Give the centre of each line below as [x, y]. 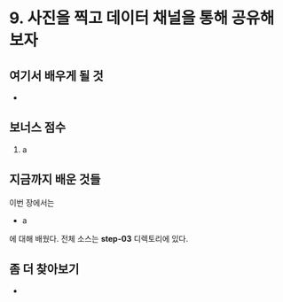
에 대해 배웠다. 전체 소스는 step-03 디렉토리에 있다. [99, 238]
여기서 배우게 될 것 [56, 76]
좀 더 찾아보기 [44, 270]
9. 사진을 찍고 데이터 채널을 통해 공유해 [142, 18]
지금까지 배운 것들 [55, 179]
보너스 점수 [38, 128]
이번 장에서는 [32, 202]
